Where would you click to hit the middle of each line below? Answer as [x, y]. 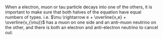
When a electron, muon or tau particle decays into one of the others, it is [79, 7]
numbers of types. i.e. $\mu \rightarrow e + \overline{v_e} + [66, 17]
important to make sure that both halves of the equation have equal [73, 12]
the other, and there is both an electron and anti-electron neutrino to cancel [82, 27]
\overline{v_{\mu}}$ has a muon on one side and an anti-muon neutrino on [81, 22]
